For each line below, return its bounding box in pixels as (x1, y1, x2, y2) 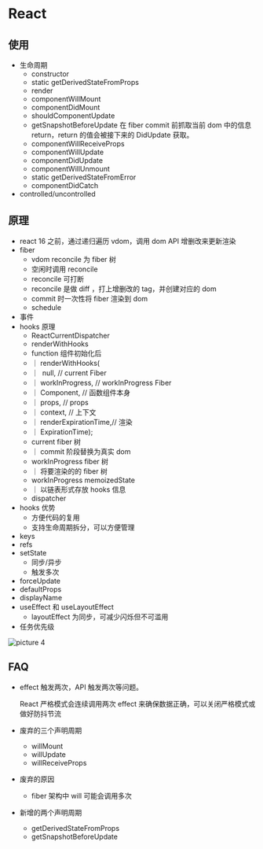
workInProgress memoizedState (31, 475, 136, 485)
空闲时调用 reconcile (31, 264, 98, 274)
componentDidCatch (31, 181, 99, 190)
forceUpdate (19, 576, 61, 585)
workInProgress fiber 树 (31, 456, 108, 466)
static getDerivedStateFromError (31, 172, 137, 182)
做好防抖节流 (19, 709, 61, 718)
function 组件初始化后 (31, 348, 102, 358)
